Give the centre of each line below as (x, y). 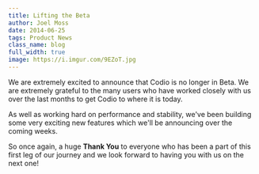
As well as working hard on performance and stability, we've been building (130, 114)
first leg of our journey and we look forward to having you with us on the (126, 154)
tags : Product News (40, 38)
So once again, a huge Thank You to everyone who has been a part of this (129, 146)
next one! (24, 163)
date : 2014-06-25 (37, 30)
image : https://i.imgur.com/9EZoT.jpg (72, 60)
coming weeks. (33, 130)
